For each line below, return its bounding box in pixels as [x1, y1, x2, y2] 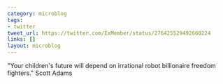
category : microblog [7, 10, 68, 17]
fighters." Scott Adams [7, 69, 73, 77]
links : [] [7, 36, 36, 43]
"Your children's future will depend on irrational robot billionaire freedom [7, 62, 217, 69]
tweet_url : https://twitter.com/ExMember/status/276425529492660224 [7, 29, 211, 37]
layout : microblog [7, 42, 61, 49]
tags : [7, 17, 23, 24]
